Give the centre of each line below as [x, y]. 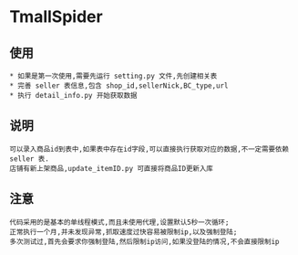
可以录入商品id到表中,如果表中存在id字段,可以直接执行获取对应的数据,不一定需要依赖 [149, 149]
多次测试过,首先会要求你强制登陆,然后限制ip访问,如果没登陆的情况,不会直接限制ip [144, 241]
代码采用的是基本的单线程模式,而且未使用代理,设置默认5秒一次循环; [119, 222]
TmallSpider [56, 17]
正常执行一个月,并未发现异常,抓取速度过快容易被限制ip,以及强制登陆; [123, 232]
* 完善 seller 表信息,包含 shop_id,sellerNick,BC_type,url [119, 86]
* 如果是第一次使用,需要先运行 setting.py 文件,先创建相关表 [113, 76]
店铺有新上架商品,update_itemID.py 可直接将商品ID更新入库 [112, 168]
